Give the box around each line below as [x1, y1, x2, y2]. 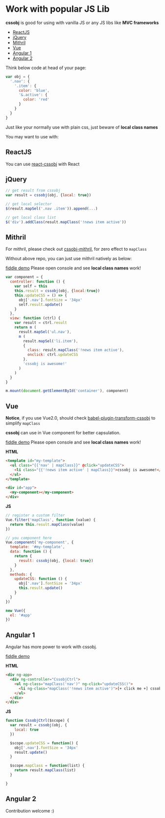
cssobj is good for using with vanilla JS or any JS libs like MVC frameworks [5, 20, 159, 26]
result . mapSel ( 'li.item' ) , [23, 339, 78, 343]
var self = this [14, 284, 48, 289]
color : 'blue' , [18, 88, 50, 93]
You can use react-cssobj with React [5, 161, 80, 167]
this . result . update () [18, 585, 63, 591]
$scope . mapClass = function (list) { [10, 763, 85, 768]
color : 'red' [23, 97, 50, 102]
